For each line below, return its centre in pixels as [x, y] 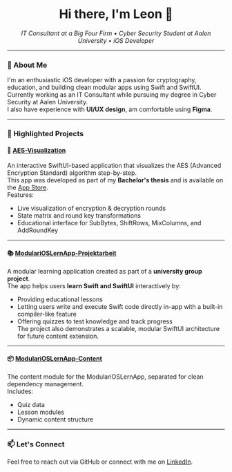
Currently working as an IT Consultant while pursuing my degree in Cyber [112, 95]
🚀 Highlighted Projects [46, 134]
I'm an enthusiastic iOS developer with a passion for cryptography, [102, 80]
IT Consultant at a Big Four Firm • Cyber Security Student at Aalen [116, 33]
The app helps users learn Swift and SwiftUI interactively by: [94, 285]
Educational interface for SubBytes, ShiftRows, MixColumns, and [109, 223]
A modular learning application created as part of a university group [105, 271]
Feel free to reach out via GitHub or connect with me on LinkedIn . [100, 462]
